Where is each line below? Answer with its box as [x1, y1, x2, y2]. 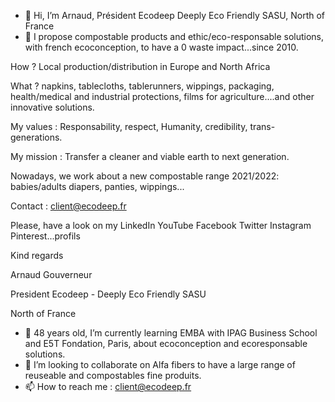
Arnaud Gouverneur [10, 269, 93, 280]
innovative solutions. [10, 101, 95, 113]
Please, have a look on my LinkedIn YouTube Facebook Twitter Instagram [10, 220, 312, 231]
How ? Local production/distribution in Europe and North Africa [10, 61, 271, 72]
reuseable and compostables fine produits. [24, 370, 202, 381]
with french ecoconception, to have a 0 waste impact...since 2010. [24, 41, 299, 53]
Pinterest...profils [10, 230, 81, 242]
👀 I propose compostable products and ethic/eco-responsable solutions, [24, 31, 325, 42]
